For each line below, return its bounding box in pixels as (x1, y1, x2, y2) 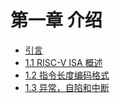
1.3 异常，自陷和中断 (24, 81, 110, 93)
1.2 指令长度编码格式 (24, 69, 110, 81)
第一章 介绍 (10, 9, 103, 32)
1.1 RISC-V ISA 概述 (24, 56, 103, 68)
